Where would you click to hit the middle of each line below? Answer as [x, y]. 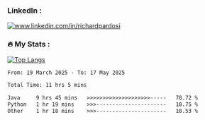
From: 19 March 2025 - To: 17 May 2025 [66, 73]
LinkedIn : [25, 11]
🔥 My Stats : [29, 44]
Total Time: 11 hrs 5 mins [47, 85]
